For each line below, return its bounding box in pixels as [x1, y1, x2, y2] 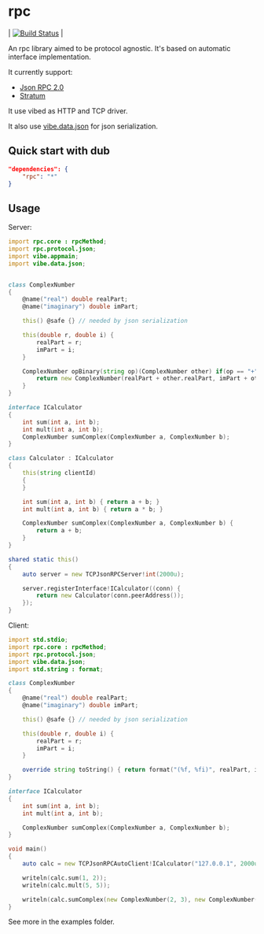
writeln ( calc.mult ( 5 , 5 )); [22, 881, 111, 889]
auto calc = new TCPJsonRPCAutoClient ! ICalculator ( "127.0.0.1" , [22, 860, 237, 868]
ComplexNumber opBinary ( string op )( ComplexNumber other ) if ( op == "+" [22, 367, 258, 376]
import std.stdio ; [8, 636, 68, 644]
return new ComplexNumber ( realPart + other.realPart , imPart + [36, 375, 247, 383]
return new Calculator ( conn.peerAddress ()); [36, 591, 185, 600]
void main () [8, 845, 47, 853]
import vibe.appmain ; [8, 252, 79, 260]
